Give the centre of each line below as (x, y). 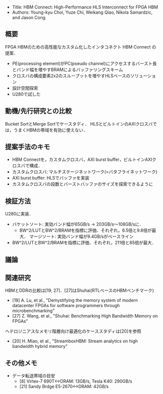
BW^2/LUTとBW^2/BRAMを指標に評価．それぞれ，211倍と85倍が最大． (84, 243)
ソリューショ (143, 76)
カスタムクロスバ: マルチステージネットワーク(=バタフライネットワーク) (85, 172)
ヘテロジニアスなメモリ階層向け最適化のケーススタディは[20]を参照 (73, 331)
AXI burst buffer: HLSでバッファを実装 (51, 178)
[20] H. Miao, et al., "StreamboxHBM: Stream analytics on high (75, 341)
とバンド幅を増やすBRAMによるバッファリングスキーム (68, 69)
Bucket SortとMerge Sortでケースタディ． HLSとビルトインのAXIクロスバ (79, 124)
